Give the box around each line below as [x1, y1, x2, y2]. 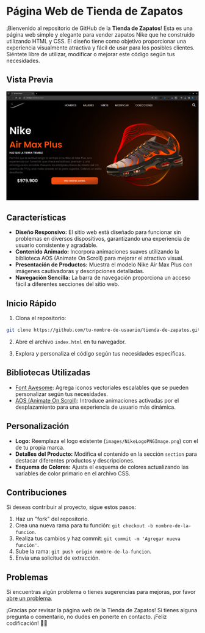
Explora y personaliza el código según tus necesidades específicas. [15, 349, 186, 357]
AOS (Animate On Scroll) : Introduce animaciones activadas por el [15, 397, 179, 404]
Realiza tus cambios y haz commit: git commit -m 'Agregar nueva [15, 535, 181, 542]
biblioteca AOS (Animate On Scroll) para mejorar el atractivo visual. [15, 255, 184, 262]
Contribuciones [6, 488, 67, 497]
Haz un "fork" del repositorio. [15, 515, 90, 523]
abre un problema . [6, 595, 53, 602]
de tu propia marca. [15, 444, 65, 451]
